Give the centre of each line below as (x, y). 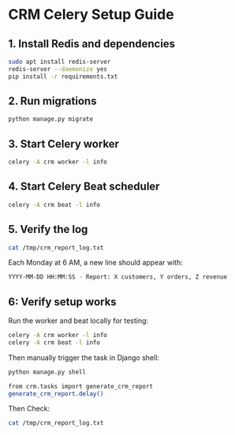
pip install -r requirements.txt (63, 77)
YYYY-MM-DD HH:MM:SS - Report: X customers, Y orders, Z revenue (117, 277)
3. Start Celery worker (64, 144)
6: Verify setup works (62, 302)
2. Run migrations (52, 101)
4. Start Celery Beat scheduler (84, 187)
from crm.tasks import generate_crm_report (81, 386)
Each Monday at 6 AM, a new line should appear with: (95, 263)
